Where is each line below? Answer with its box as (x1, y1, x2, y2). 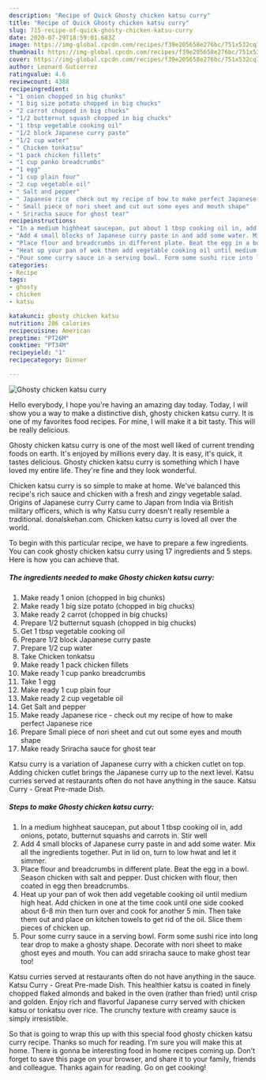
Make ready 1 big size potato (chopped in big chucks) (20, 601, 196, 610)
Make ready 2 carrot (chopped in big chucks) (20, 609, 168, 619)
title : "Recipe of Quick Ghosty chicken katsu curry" (9, 19, 190, 27)
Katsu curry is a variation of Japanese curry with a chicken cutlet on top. (9, 759, 245, 768)
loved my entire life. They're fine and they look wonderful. (9, 465, 197, 474)
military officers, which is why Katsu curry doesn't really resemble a (9, 506, 230, 516)
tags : (9, 276, 27, 284)
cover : (9, 56, 31, 64)
